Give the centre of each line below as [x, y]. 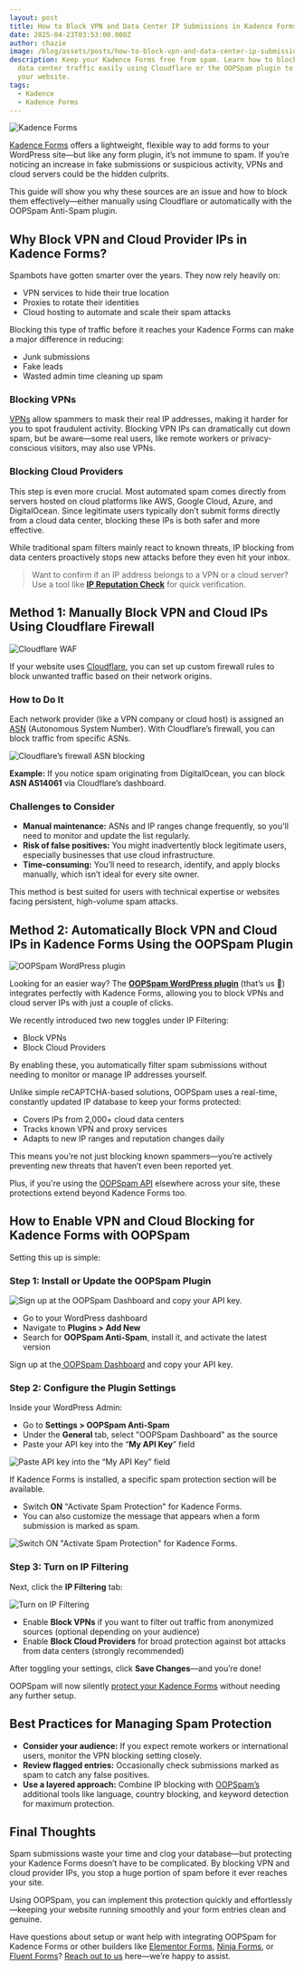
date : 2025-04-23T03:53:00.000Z [70, 34]
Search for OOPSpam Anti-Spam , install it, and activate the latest [144, 1338]
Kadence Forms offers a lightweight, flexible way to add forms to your [139, 145]
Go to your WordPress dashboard [85, 1318]
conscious [28, 448]
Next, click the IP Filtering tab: [66, 1587]
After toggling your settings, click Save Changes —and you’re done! [135, 1668]
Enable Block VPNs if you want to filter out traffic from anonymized [148, 1621]
